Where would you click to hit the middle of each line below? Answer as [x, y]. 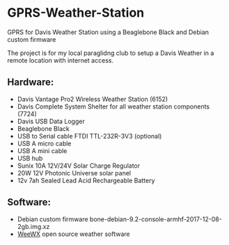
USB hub [30, 158]
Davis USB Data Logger [51, 121]
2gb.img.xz [33, 226]
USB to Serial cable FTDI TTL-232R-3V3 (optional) [89, 136]
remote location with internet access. [60, 60]
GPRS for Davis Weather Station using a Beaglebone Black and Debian [108, 32]
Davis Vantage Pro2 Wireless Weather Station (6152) [93, 99]
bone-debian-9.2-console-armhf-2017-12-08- [156, 219]
